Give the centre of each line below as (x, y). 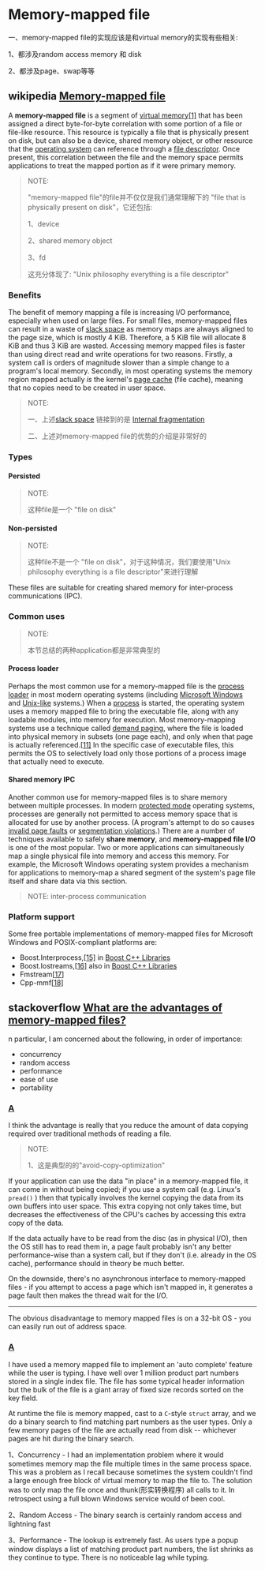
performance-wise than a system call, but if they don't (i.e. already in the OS (132, 1255)
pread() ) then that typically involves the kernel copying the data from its (126, 1198)
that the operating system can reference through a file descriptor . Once (124, 148)
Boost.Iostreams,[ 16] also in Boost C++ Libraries (98, 966)
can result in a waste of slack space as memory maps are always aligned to (131, 329)
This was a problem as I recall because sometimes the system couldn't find (131, 1472)
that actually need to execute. (56, 761)
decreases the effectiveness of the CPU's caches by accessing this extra (127, 1215)
